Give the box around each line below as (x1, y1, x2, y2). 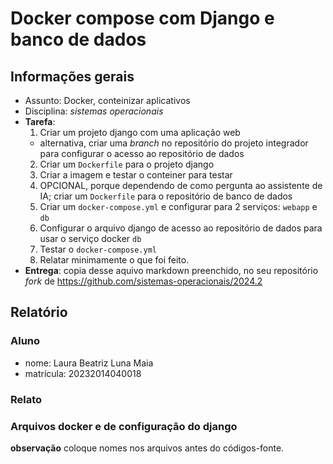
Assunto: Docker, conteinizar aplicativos (24, 95, 191, 106)
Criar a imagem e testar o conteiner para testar (39, 169, 233, 181)
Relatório (10, 304, 68, 321)
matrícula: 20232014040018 (24, 367, 142, 379)
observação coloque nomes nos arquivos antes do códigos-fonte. (10, 442, 285, 454)
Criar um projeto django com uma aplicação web (39, 127, 241, 138)
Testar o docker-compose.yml (39, 243, 157, 255)
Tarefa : (24, 116, 56, 127)
